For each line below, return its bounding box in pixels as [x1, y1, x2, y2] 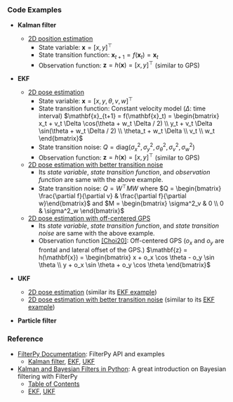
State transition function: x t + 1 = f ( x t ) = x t [38, 51, 159, 60]
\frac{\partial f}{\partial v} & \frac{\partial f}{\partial [38, 191, 187, 200]
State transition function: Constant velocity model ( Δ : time [38, 104, 206, 113]
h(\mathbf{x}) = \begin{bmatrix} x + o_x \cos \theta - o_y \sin [38, 253, 215, 261]
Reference [7, 334, 44, 344]
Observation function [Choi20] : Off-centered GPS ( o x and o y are [38, 236, 225, 247]
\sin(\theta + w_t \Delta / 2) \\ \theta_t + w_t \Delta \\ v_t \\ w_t [38, 127, 215, 135]
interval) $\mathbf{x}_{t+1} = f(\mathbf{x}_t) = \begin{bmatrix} [38, 112, 220, 120]
